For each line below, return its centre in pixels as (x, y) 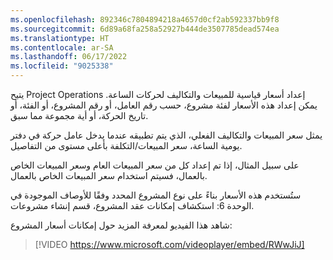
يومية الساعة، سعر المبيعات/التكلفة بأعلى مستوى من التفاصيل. (126, 145)
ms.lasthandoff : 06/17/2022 (69, 57)
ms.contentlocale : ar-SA (62, 47)
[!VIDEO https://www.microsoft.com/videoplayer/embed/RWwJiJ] (169, 244)
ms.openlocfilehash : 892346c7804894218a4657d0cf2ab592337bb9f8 (145, 19)
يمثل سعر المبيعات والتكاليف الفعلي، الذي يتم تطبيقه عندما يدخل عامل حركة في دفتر (166, 135)
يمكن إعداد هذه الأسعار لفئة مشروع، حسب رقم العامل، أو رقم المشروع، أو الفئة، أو (164, 105)
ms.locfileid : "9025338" (62, 66)
